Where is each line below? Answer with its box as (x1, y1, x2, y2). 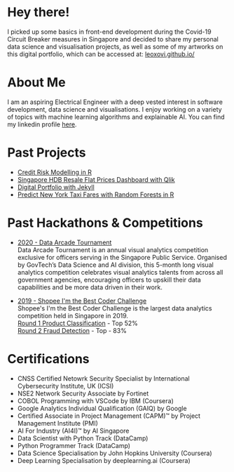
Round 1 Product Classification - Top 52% (17, 319, 139, 327)
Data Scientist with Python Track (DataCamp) (17, 433, 149, 442)
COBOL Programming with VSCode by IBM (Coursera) (17, 396, 174, 405)
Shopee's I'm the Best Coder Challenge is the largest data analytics (17, 303, 212, 313)
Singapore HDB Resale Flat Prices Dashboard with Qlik (17, 175, 175, 183)
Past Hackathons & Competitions (7, 215, 203, 230)
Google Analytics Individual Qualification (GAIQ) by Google (17, 404, 187, 412)
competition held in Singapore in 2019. (17, 311, 128, 320)
